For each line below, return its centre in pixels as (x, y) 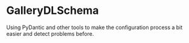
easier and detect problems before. (50, 33)
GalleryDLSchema (53, 11)
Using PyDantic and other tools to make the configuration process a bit (94, 27)
